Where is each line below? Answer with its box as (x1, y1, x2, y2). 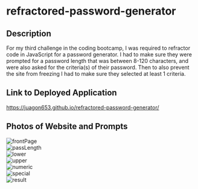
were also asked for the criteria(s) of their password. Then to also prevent (6, 64, 190, 71)
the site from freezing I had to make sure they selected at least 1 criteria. (6, 70, 186, 77)
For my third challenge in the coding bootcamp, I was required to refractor (6, 44, 191, 51)
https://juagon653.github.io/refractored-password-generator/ (6, 104, 159, 111)
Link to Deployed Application (6, 88, 117, 98)
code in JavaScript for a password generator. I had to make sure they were (6, 51, 192, 58)
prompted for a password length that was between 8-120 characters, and (6, 58, 189, 64)
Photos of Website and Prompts (6, 121, 128, 131)
